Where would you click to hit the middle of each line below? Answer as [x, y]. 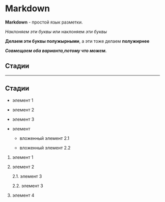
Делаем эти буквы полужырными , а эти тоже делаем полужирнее [77, 41]
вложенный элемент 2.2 [45, 148]
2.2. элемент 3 [27, 186]
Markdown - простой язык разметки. [44, 22]
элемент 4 [23, 195]
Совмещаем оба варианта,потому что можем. [56, 50]
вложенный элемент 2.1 [44, 138]
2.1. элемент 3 [27, 176]
